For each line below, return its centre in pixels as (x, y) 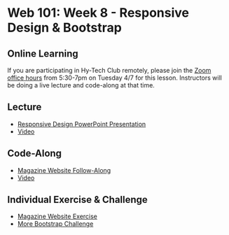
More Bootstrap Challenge (55, 224)
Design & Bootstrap (65, 28)
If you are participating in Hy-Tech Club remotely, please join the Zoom (109, 70)
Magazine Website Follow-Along (64, 170)
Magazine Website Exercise (57, 216)
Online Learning (43, 54)
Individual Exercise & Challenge (78, 200)
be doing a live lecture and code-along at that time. (81, 85)
